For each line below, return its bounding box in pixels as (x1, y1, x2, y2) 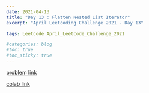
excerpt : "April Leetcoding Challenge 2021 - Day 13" (6, 20, 144, 26)
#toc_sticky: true (6, 52, 52, 58)
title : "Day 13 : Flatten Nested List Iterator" (6, 14, 130, 20)
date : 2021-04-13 (6, 8, 50, 15)
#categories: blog (6, 41, 52, 48)
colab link (6, 80, 30, 87)
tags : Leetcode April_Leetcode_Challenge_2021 (6, 30, 125, 36)
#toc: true (6, 47, 34, 53)
